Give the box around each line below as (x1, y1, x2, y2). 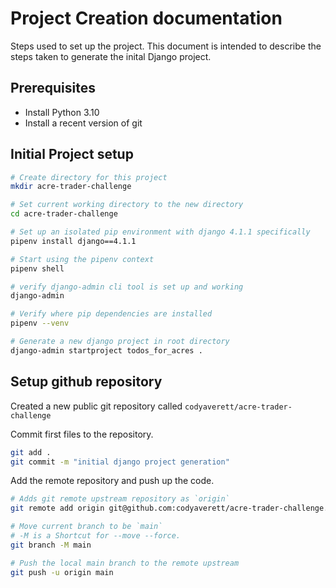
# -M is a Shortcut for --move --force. (10, 531, 182, 541)
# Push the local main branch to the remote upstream (10, 558, 240, 568)
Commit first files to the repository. (10, 428, 154, 440)
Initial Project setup (10, 146, 134, 163)
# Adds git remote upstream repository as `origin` (10, 494, 230, 504)
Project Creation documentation (10, 7, 283, 30)
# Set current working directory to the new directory (10, 200, 244, 210)
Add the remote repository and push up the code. (10, 475, 215, 487)
